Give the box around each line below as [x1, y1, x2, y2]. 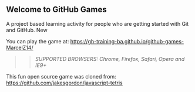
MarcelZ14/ [6, 44, 33, 51]
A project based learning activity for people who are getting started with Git [6, 20, 189, 27]
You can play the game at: [6, 38, 69, 45]
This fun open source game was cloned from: [6, 73, 116, 80]
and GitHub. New [6, 26, 48, 33]
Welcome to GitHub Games [6, 5, 107, 15]
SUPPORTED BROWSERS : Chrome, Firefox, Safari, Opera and [35, 55, 185, 62]
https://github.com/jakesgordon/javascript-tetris [6, 79, 123, 86]
